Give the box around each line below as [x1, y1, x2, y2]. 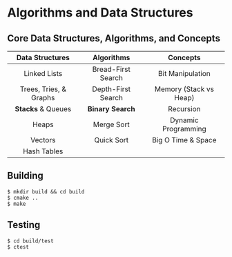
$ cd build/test [7, 237, 54, 245]
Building [7, 170, 43, 182]
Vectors [30, 135, 56, 144]
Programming [162, 124, 207, 133]
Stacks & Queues [14, 104, 72, 113]
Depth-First [92, 84, 131, 94]
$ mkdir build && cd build [7, 188, 85, 195]
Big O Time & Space [151, 135, 217, 144]
